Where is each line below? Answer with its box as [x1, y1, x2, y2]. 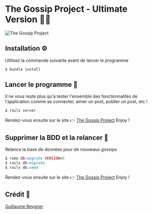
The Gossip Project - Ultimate [5, 3, 128, 15]
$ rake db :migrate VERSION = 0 [5, 156, 65, 161]
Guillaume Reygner [5, 203, 43, 209]
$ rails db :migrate [5, 160, 45, 165]
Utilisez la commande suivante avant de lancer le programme [5, 57, 129, 63]
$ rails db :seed [5, 165, 38, 170]
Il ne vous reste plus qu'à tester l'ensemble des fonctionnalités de [5, 93, 138, 99]
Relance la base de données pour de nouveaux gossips [5, 146, 117, 153]
